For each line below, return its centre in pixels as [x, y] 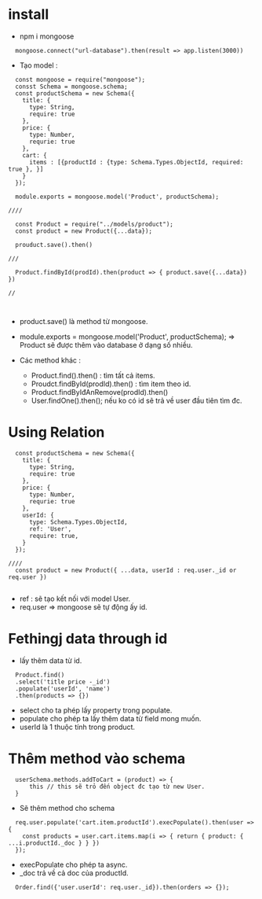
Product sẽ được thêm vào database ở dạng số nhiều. [106, 344]
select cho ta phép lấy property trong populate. [96, 710]
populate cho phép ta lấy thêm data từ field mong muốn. [110, 718]
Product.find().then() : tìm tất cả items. [93, 375]
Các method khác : [50, 360]
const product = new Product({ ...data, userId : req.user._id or [126, 570]
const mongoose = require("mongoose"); [80, 79]
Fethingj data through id [88, 639]
